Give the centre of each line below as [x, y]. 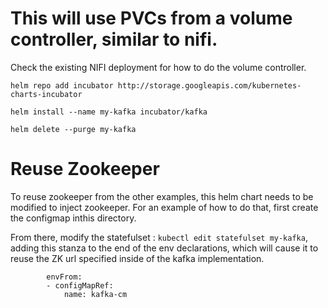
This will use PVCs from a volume [151, 18]
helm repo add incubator [62, 85]
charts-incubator [46, 94]
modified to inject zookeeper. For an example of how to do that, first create [164, 207]
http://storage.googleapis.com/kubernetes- [209, 85]
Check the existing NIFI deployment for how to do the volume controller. [158, 67]
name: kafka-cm [95, 294]
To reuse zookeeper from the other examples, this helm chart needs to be [162, 196]
